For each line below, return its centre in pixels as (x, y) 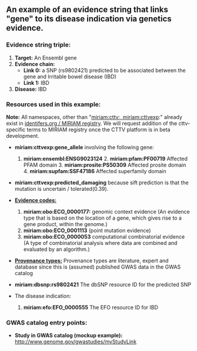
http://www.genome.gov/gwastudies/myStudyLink (76, 342)
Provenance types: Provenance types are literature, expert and (91, 260)
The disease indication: (43, 296)
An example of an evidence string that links (87, 10)
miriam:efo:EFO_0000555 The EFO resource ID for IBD (91, 307)
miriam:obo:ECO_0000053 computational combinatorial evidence (104, 236)
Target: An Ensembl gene (46, 58)
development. (23, 135)
